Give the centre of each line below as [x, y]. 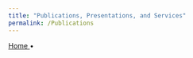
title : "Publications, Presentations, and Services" [97, 15]
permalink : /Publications [51, 23]
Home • [21, 45]
